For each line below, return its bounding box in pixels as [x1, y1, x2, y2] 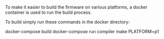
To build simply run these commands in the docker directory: [5, 19, 130, 25]
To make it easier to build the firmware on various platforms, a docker [5, 4, 148, 10]
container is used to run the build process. [5, 9, 92, 15]
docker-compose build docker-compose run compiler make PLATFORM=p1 [5, 29, 159, 34]
